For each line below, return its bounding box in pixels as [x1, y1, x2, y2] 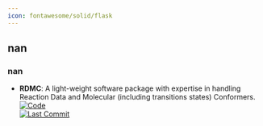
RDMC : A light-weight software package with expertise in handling [19, 83, 241, 93]
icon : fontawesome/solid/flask [7, 11, 113, 20]
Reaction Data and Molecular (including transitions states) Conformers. [19, 92, 256, 102]
